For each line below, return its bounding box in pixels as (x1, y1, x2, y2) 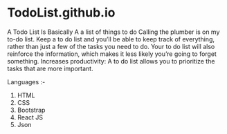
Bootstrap (17, 106, 46, 114)
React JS (17, 113, 44, 122)
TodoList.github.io (7, 5, 116, 21)
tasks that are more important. (7, 64, 93, 73)
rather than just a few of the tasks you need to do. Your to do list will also (7, 42, 215, 50)
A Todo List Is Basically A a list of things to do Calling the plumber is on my (7, 28, 220, 36)
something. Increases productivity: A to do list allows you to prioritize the (7, 57, 215, 65)
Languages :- (7, 77, 46, 86)
